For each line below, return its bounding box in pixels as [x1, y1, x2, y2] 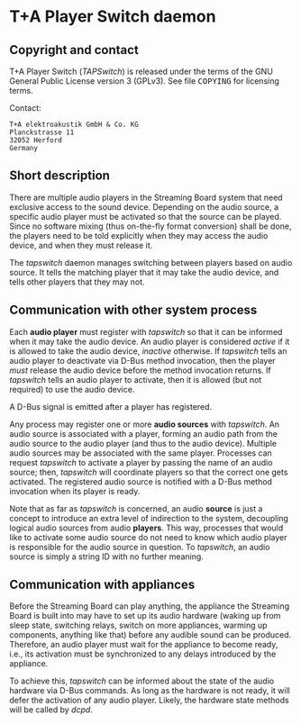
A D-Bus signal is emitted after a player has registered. [9, 401, 213, 412]
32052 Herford [9, 136, 63, 145]
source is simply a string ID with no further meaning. [9, 551, 205, 562]
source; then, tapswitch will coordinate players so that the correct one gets [9, 466, 288, 477]
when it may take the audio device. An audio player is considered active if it [9, 336, 290, 347]
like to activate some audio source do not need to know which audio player [9, 531, 287, 542]
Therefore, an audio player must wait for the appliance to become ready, [9, 639, 278, 650]
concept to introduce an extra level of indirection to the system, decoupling [9, 512, 288, 523]
